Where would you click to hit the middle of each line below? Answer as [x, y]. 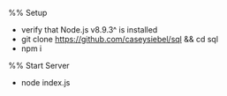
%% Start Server [39, 66]
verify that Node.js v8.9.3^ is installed [89, 30]
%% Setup [28, 13]
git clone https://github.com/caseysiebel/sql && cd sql [119, 39]
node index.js [45, 82]
